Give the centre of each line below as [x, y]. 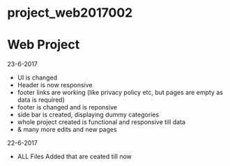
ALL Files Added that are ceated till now [75, 157]
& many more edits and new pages [67, 130]
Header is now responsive [55, 85]
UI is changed [37, 77]
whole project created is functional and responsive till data [101, 122]
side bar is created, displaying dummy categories [88, 115]
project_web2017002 [70, 13]
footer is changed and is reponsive [67, 107]
